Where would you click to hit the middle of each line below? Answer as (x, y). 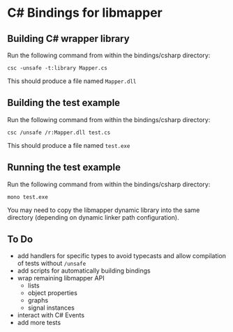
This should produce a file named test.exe (69, 145)
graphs (38, 301)
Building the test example (64, 103)
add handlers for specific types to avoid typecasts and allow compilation (122, 256)
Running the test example (64, 168)
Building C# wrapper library (69, 39)
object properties (53, 293)
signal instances (51, 308)
